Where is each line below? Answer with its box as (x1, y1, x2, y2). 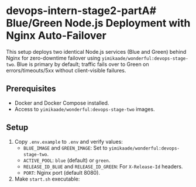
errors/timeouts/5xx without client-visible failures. (6, 67, 126, 74)
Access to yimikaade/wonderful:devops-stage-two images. (14, 105, 155, 112)
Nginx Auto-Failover (6, 29, 106, 42)
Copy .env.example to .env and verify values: (14, 138, 123, 145)
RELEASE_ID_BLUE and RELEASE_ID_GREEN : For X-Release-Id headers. (23, 162, 183, 170)
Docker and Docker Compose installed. (14, 99, 109, 106)
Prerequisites (6, 84, 56, 94)
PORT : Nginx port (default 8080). (23, 169, 101, 176)
